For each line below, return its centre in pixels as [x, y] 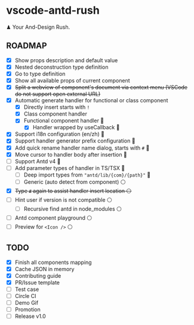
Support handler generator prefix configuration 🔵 [75, 141]
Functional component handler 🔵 [64, 121]
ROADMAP [27, 46]
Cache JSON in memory [44, 269]
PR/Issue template [37, 283]
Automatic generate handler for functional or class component [91, 101]
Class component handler [56, 114]
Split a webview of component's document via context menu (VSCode [101, 87]
